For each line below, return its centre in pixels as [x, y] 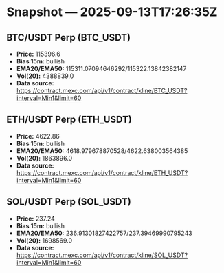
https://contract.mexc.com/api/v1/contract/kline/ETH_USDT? [102, 172]
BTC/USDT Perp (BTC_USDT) [69, 38]
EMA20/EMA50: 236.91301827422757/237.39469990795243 [104, 233]
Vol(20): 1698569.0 [44, 240]
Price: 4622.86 [38, 136]
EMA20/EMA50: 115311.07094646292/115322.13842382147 [101, 69]
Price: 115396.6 [38, 54]
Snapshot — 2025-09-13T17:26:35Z [112, 12]
